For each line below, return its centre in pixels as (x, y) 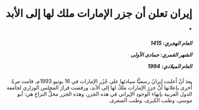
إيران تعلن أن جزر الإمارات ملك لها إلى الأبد (99, 13)
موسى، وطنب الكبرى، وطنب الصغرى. (150, 100)
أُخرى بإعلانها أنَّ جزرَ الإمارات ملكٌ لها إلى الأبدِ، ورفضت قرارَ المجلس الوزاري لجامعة (99, 88)
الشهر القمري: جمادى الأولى (161, 54)
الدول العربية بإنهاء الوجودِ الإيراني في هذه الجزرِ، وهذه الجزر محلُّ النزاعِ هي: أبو (105, 94)
